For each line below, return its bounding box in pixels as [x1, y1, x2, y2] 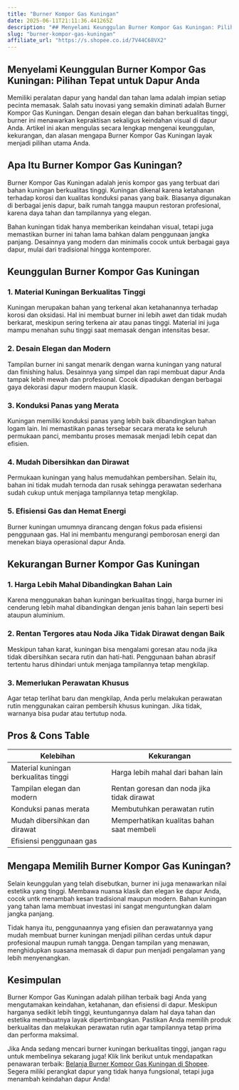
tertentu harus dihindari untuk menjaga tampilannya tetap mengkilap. [7, 660, 209, 668]
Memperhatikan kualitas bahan [111, 815, 215, 825]
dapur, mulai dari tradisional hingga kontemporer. [7, 245, 152, 254]
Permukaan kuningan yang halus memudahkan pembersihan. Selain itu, [7, 473, 217, 482]
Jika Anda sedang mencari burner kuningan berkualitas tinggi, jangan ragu [7, 1044, 226, 1053]
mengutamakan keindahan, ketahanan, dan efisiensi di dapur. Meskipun [7, 1000, 218, 1009]
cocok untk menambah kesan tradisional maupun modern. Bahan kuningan [7, 894, 227, 903]
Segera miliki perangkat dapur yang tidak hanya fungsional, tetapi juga [7, 1067, 215, 1076]
